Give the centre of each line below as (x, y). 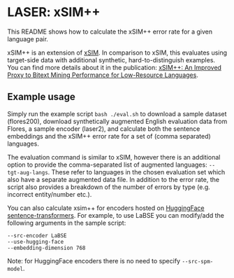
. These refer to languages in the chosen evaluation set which (137, 172)
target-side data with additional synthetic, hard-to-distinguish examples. (111, 60)
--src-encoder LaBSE (37, 235)
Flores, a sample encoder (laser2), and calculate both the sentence (104, 128)
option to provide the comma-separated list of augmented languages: (107, 165)
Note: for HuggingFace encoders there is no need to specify (94, 260)
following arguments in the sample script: (67, 223)
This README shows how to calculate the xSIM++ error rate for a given (110, 32)
